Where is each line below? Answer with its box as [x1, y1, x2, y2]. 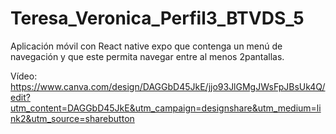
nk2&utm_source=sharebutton [10, 112, 135, 124]
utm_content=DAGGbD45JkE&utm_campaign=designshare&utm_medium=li [10, 102, 322, 114]
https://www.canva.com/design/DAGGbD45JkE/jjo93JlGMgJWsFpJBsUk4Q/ [10, 80, 326, 92]
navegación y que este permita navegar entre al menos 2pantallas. [10, 50, 285, 62]
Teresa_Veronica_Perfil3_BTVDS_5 [10, 7, 305, 30]
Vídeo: [10, 70, 38, 82]
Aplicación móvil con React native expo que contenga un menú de [10, 40, 283, 52]
